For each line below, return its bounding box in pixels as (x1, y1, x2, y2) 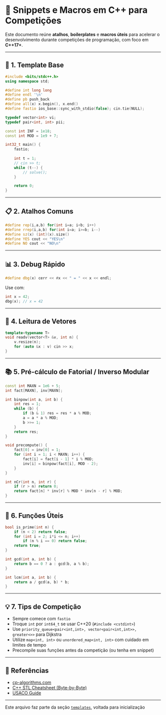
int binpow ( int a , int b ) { (5, 397, 63, 402)
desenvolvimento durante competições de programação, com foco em (5, 37, 149, 43)
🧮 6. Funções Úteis (5, 512, 64, 520)
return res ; (14, 429, 39, 434)
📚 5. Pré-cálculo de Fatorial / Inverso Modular (5, 368, 150, 376)
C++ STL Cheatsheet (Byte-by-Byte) (12, 684, 87, 691)
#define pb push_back (5, 97, 50, 102)
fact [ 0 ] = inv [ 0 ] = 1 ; (14, 447, 61, 453)
